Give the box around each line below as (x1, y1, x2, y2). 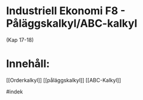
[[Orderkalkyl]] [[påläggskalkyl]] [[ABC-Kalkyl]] (6, 76, 121, 83)
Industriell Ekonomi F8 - (6, 4, 126, 18)
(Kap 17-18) (6, 36, 34, 43)
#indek (6, 88, 23, 95)
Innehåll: (6, 57, 50, 70)
